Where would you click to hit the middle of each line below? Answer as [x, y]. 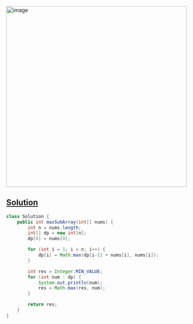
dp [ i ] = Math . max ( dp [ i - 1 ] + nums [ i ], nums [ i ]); [99, 255]
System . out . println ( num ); [70, 283]
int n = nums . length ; [55, 228]
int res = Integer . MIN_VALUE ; [65, 271]
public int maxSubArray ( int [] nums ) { [65, 222]
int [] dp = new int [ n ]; [57, 233]
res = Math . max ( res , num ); [72, 288]
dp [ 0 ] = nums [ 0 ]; [49, 239]
